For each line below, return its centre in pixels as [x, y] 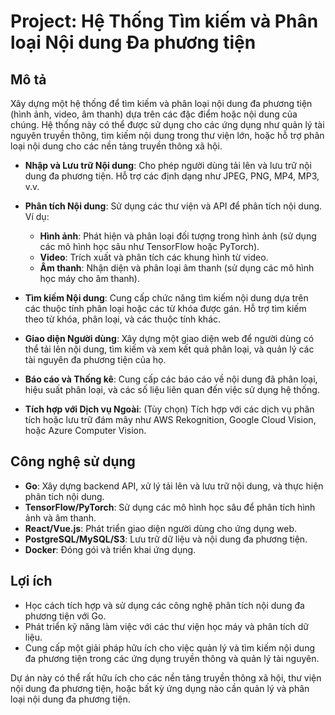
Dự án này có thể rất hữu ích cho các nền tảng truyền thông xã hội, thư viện [166, 677]
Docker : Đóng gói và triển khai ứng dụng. [110, 549]
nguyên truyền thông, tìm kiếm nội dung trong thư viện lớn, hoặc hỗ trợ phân [167, 135]
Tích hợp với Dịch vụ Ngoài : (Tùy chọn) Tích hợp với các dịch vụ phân [169, 409]
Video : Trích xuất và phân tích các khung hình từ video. [154, 257]
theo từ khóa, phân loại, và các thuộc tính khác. [123, 319]
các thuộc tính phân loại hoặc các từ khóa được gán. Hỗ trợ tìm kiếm [165, 308]
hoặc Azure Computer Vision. [85, 430]
